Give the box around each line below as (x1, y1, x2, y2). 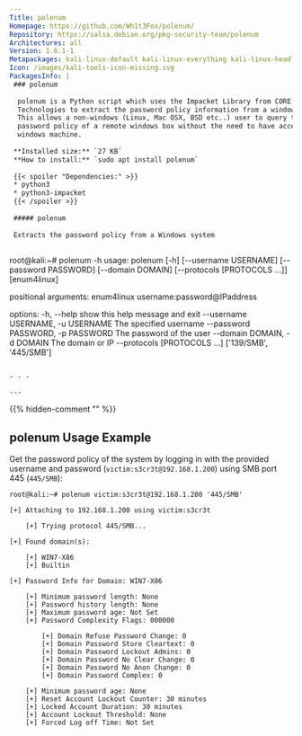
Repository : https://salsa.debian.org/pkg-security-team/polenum (9, 30, 259, 39)
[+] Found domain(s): (9, 537, 91, 546)
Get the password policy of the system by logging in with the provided (9, 454, 270, 465)
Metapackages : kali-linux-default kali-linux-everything (9, 55, 227, 64)
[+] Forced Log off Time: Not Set (25, 718, 155, 728)
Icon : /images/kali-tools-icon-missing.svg (9, 64, 175, 73)
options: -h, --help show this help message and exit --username (9, 309, 247, 320)
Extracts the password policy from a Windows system (13, 230, 216, 239)
